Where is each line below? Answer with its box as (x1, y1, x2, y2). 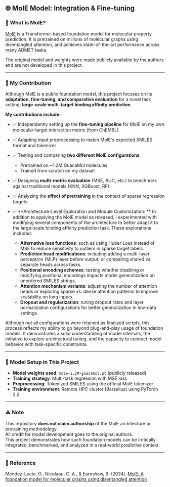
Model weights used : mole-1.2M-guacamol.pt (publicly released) (12, 370, 147, 376)
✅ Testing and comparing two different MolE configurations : (12, 152, 141, 158)
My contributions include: (5, 111, 61, 117)
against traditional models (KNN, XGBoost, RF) (12, 183, 110, 189)
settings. (20, 309, 38, 316)
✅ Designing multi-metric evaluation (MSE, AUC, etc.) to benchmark (12, 177, 157, 184)
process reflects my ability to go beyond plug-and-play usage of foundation (5, 325, 163, 331)
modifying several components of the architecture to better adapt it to (12, 219, 158, 226)
